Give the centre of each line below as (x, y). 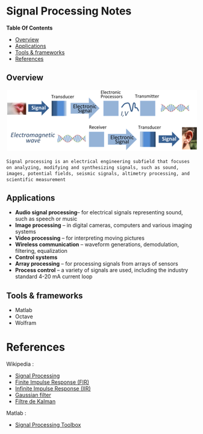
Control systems (36, 257)
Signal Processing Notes (69, 11)
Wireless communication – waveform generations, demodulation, (97, 244)
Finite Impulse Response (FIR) (52, 382)
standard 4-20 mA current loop (54, 276)
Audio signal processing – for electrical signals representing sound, (99, 212)
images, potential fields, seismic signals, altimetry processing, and (98, 173)
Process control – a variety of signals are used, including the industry (101, 270)
